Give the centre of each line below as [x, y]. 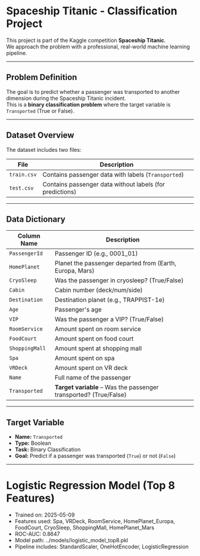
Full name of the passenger [93, 378]
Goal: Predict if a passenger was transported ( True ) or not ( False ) [95, 456]
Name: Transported [39, 437]
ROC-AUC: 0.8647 [37, 534]
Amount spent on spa [85, 358]
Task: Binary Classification [48, 450]
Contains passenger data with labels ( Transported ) [113, 175]
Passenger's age [78, 310]
